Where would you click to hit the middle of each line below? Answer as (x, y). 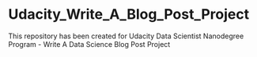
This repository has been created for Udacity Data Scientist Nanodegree (126, 36)
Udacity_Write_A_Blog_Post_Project (129, 14)
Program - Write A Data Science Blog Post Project (89, 44)
